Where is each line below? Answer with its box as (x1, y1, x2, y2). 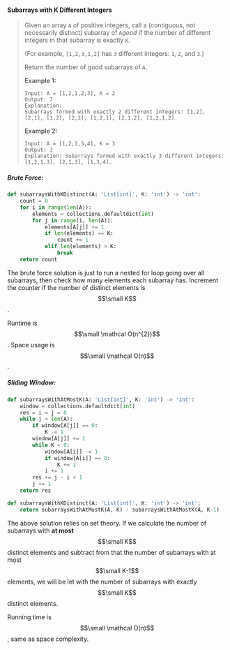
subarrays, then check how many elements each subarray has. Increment (7, 276, 219, 284)
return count (20, 256, 58, 263)
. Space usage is (7, 340, 55, 349)
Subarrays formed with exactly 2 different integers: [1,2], (24, 108, 206, 115)
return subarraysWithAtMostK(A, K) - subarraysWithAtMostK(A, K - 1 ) (20, 506, 220, 513)
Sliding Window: (7, 378, 56, 387)
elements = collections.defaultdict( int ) (32, 210, 155, 217)
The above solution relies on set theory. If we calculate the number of (7, 519, 207, 527)
